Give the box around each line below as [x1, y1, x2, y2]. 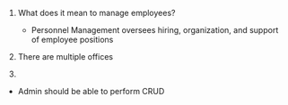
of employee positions [31, 35, 114, 44]
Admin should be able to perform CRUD [17, 86, 165, 96]
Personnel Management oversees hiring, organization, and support [31, 25, 279, 35]
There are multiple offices [17, 52, 114, 61]
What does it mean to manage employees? [17, 8, 176, 18]
